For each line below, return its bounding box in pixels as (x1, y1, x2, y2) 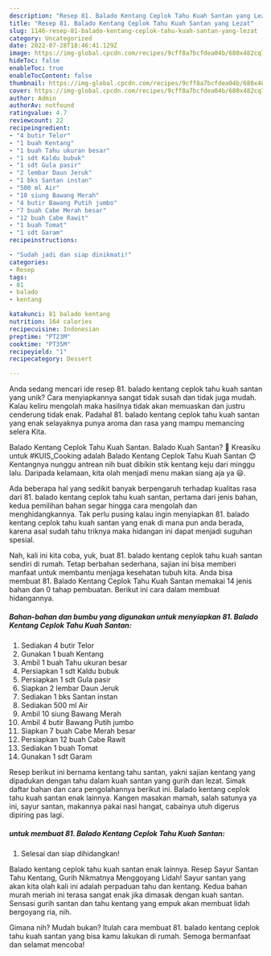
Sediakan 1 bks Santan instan (20, 692, 118, 702)
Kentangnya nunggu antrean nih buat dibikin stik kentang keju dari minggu (9, 459, 256, 469)
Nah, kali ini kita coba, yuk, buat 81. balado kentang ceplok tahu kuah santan (9, 550, 263, 560)
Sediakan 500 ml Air (20, 701, 88, 711)
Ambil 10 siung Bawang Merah (20, 709, 121, 719)
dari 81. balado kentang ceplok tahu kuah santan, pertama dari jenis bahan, (9, 492, 258, 502)
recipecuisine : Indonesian (9, 325, 100, 333)
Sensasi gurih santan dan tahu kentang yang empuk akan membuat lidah (9, 899, 250, 909)
